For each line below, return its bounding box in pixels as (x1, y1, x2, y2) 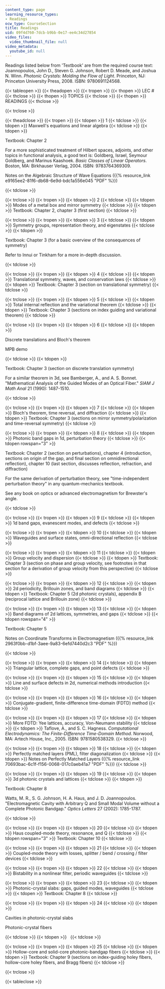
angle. (5, 495, 18, 501)
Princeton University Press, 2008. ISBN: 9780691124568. (5, 78, 121, 84)
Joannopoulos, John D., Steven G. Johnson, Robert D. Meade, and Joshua (5, 67, 157, 73)
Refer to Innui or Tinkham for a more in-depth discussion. (5, 252, 122, 258)
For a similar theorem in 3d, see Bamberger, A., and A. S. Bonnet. (5, 375, 137, 381)
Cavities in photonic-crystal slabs (5, 915, 73, 921)
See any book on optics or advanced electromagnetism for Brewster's (5, 490, 148, 496)
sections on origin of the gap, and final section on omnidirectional (5, 455, 139, 461)
